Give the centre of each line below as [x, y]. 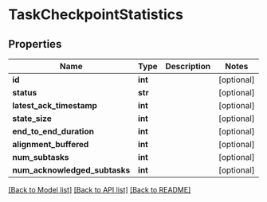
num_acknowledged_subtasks [71, 170]
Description [188, 66]
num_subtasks [41, 157]
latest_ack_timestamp [55, 105]
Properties [35, 44]
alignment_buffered [51, 144]
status [25, 93]
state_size [32, 118]
